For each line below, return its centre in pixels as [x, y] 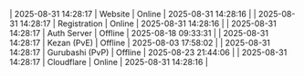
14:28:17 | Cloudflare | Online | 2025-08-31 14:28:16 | [109, 62]
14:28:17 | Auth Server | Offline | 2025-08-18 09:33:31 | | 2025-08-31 [139, 33]
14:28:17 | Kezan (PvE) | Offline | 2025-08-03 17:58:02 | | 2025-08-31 [140, 43]
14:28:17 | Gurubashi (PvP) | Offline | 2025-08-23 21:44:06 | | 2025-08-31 [148, 52]
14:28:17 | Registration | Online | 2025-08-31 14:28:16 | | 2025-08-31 [148, 24]
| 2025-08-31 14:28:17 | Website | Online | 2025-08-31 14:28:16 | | [133, 14]
